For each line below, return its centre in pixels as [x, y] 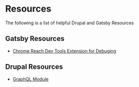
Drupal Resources [34, 67]
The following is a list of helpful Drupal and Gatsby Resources [70, 23]
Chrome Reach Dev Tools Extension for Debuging [64, 51]
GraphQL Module [31, 79]
